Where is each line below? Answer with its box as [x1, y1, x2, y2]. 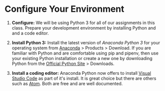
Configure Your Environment [4, 3, 124, 15]
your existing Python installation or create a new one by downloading [11, 55, 153, 61]
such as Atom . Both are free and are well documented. [11, 80, 123, 87]
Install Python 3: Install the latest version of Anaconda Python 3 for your [11, 39, 161, 45]
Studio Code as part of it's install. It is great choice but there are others [11, 75, 157, 81]
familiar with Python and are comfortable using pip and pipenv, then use [11, 50, 159, 56]
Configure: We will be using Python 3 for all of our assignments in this [11, 20, 155, 26]
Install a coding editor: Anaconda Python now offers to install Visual [11, 70, 151, 76]
